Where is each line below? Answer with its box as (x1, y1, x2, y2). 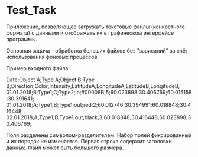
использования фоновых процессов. (6, 53, 99, 60)
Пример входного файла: (6, 64, 70, 71)
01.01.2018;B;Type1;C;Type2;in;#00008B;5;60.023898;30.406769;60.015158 (6, 89, 192, 96)
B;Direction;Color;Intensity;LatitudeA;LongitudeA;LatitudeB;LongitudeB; (6, 82, 180, 89)
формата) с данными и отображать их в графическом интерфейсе (6, 29, 174, 36)
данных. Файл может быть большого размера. (6, 144, 124, 151)
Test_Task (6, 4, 57, 17)
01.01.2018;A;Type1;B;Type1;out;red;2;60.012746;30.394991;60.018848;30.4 (6, 101, 191, 108)
